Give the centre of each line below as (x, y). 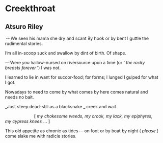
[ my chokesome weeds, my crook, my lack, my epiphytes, (94, 116)
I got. (10, 82)
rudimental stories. (24, 44)
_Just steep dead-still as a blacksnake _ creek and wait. (61, 107)
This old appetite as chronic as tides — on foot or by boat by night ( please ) (82, 131)
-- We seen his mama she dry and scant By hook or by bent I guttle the (77, 38)
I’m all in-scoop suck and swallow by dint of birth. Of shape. (66, 53)
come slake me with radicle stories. (41, 136)
